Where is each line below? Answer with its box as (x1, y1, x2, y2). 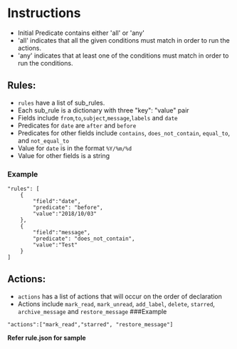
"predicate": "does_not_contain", (33, 235, 135, 243)
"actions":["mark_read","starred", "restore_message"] (7, 321, 174, 328)
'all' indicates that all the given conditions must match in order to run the (17, 36, 230, 44)
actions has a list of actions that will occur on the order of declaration (17, 292, 223, 301)
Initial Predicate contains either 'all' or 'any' (17, 28, 144, 37)
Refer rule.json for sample (7, 333, 87, 342)
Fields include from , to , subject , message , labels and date (17, 113, 178, 122)
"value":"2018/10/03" (33, 210, 98, 218)
